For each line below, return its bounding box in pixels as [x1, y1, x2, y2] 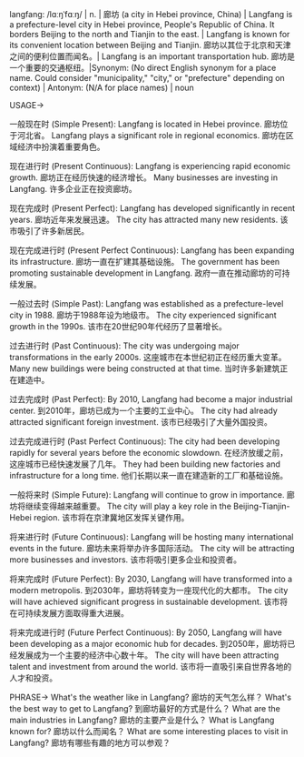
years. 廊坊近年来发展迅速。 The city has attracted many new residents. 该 [9, 214, 289, 225]
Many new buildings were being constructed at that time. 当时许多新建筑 [9, 363, 280, 374]
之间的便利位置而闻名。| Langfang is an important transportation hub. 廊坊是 [9, 51, 296, 62]
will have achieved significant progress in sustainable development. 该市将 [9, 596, 289, 607]
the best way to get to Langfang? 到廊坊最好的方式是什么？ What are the [9, 703, 281, 713]
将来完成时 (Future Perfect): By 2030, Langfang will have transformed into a [9, 573, 293, 584]
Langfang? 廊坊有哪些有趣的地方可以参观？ [9, 737, 171, 748]
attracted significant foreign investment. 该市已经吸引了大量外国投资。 [9, 417, 272, 427]
